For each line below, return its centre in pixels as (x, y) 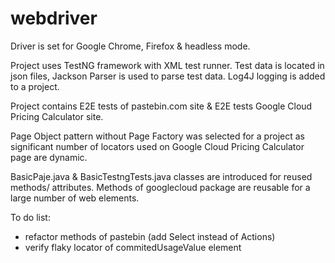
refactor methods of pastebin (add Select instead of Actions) (150, 236)
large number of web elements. (75, 198)
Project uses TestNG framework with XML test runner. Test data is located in (167, 65)
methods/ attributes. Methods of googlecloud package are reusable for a (160, 187)
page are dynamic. (49, 157)
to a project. (35, 86)
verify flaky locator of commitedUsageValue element (133, 247)
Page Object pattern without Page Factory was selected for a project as (157, 136)
